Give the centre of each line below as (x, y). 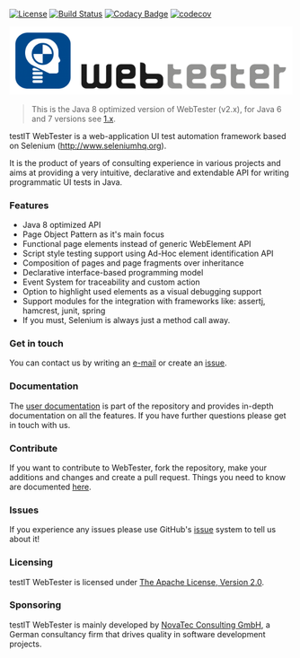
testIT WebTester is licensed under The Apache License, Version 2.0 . (137, 582)
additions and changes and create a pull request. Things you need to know (147, 477)
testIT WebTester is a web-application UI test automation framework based (148, 136)
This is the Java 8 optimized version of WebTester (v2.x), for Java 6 (156, 109)
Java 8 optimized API (62, 225)
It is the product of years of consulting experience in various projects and (145, 162)
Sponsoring (35, 605)
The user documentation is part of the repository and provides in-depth (141, 406)
